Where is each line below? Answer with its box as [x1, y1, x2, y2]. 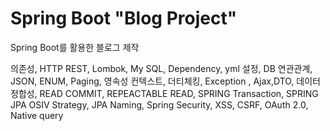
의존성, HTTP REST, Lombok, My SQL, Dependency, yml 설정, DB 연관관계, [10, 62, 313, 74]
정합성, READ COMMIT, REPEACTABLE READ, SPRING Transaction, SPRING [10, 87, 319, 99]
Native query [10, 109, 64, 121]
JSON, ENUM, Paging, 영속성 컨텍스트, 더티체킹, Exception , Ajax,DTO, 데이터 [10, 75, 321, 87]
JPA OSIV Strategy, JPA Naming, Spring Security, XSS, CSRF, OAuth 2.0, [10, 98, 309, 111]
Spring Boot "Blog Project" [10, 7, 238, 30]
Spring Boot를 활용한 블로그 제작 [10, 41, 140, 53]
